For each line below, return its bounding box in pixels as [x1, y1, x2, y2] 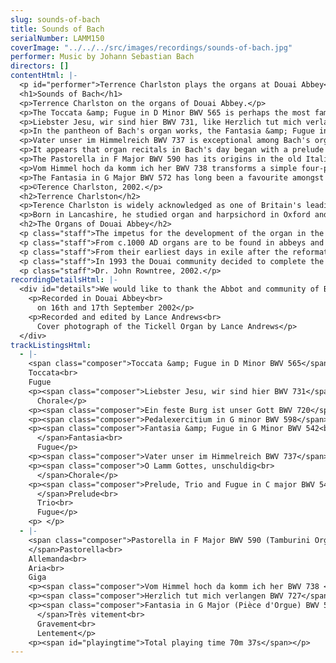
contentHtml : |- [10, 71, 78, 81]
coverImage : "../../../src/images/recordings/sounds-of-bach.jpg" [10, 42, 293, 53]
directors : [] [10, 61, 70, 71]
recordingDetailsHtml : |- [10, 275, 118, 285]
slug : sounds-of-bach [10, 14, 101, 25]
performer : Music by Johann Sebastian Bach [10, 52, 195, 62]
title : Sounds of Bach [10, 24, 105, 34]
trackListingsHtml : [10, 340, 92, 350]
